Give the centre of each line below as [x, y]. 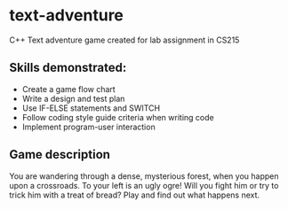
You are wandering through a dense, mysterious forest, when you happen [144, 176]
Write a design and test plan [73, 98]
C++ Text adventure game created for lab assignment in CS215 [124, 40]
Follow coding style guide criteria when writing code [118, 117]
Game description [60, 155]
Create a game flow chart [68, 89]
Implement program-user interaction [88, 127]
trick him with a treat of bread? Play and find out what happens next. [135, 195]
